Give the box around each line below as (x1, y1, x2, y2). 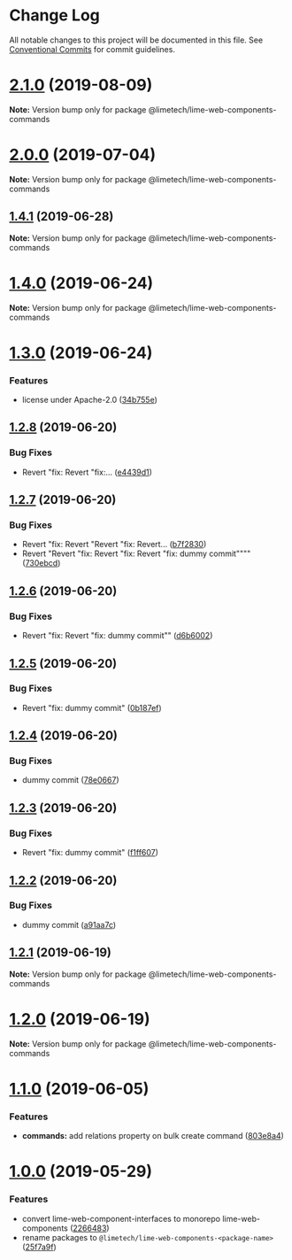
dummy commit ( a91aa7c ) (21, 919, 117, 930)
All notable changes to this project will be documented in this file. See (9, 35, 264, 45)
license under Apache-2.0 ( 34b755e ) (21, 395, 158, 406)
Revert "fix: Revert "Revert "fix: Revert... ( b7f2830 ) (21, 539, 207, 550)
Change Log (9, 5, 100, 26)
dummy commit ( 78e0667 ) (21, 775, 119, 785)
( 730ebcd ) (21, 558, 61, 568)
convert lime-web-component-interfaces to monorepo (21, 1213, 221, 1224)
